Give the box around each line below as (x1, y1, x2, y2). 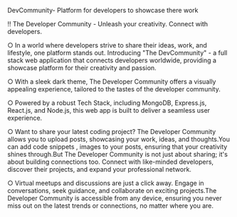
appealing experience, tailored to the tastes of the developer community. (7, 85, 221, 93)
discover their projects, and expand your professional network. (7, 165, 192, 173)
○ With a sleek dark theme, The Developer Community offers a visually (7, 77, 216, 86)
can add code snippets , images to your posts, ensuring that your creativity (7, 143, 228, 151)
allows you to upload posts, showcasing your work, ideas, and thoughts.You (7, 135, 230, 143)
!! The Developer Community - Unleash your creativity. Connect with (7, 20, 209, 28)
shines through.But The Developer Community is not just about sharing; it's (7, 150, 228, 158)
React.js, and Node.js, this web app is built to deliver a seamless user (7, 106, 211, 114)
